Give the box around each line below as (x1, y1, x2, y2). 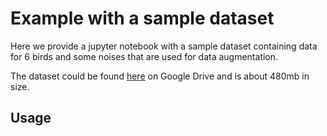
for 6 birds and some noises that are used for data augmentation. (10, 50, 279, 62)
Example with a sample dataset (10, 7, 275, 30)
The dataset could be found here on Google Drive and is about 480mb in (10, 70, 310, 82)
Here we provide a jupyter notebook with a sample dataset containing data (10, 40, 318, 52)
